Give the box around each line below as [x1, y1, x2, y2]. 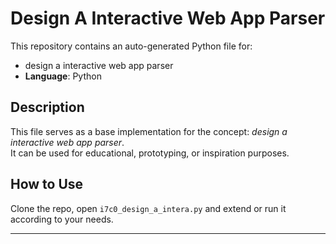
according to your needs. [10, 213, 114, 225]
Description [10, 99, 85, 116]
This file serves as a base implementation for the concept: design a [10, 125, 288, 137]
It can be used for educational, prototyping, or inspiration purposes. [10, 147, 290, 159]
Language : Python [24, 70, 102, 82]
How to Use [10, 176, 84, 193]
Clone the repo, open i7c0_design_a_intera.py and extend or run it [10, 202, 287, 214]
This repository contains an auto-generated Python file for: [10, 40, 253, 52]
